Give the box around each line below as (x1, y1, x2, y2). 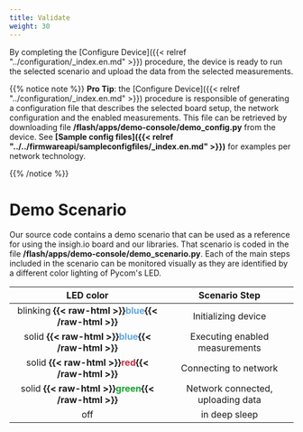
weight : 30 (9, 22, 50, 31)
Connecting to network (180, 362, 279, 375)
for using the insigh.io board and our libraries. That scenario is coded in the (9, 239, 289, 249)
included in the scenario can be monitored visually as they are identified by (9, 258, 289, 269)
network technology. (9, 150, 87, 161)
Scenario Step (197, 289, 262, 302)
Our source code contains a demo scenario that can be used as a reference (9, 230, 290, 240)
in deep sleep (200, 409, 259, 421)
